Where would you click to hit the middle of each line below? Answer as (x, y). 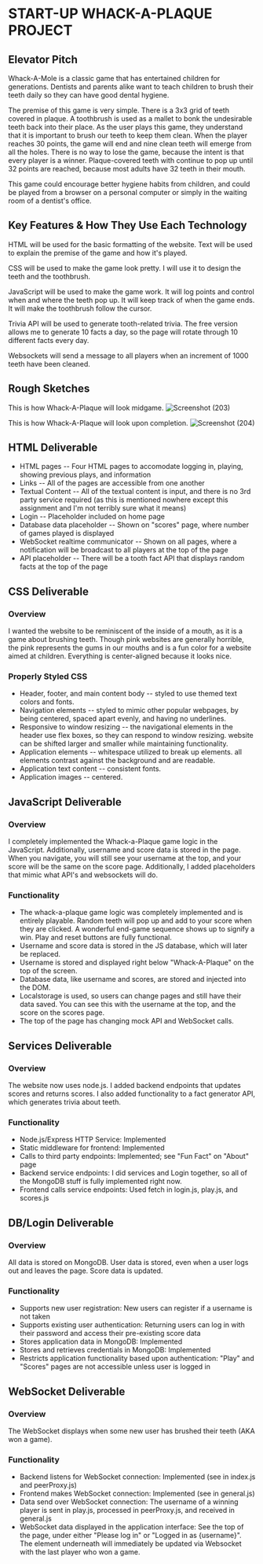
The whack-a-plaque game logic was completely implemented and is (131, 913)
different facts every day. (49, 340)
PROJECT (40, 30)
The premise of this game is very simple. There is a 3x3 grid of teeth (119, 110)
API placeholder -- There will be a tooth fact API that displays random (132, 559)
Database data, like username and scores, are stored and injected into (133, 979)
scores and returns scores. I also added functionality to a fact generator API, (132, 1094)
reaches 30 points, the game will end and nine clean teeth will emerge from (130, 144)
